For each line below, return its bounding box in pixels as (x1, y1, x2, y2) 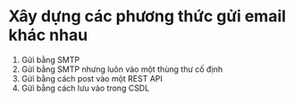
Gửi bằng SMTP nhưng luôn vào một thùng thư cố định (21, 64, 223, 75)
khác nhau (8, 25, 88, 45)
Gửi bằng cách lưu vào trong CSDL (21, 82, 150, 93)
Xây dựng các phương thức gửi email (8, 6, 287, 27)
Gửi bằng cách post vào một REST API (21, 73, 163, 83)
